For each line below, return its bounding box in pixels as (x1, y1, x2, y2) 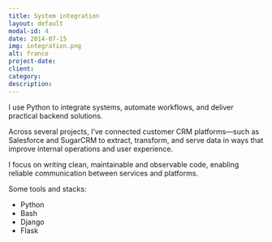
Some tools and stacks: (8, 184, 87, 193)
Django (19, 217, 45, 227)
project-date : (8, 58, 57, 66)
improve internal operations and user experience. (8, 144, 173, 153)
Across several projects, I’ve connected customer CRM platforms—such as (8, 127, 260, 136)
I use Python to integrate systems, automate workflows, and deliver (8, 102, 234, 112)
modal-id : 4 (8, 27, 49, 35)
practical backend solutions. (8, 110, 103, 120)
